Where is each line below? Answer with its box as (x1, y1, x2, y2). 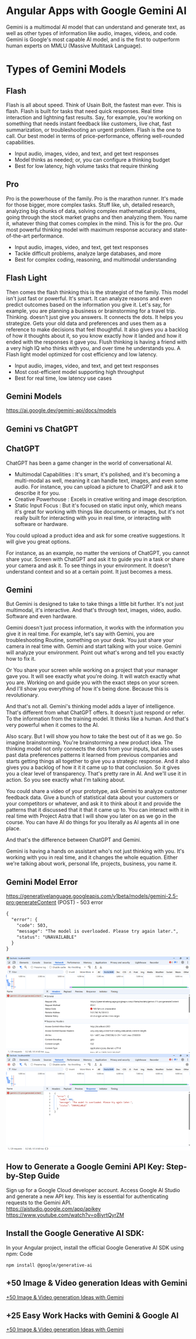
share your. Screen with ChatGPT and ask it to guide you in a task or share (6, 555, 185, 562)
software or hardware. (14, 520, 68, 527)
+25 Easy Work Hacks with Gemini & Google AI (6, 1310, 179, 1320)
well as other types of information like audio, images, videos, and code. (6, 29, 178, 36)
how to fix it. (6, 655, 36, 662)
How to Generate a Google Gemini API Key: (6, 1162, 164, 1172)
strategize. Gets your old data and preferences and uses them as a (6, 320, 166, 327)
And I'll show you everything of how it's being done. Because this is (6, 685, 169, 692)
